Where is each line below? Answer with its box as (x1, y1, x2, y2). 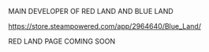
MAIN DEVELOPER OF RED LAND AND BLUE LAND (8, 7, 174, 16)
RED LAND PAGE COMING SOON (8, 36, 116, 46)
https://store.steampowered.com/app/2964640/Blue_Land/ (8, 22, 201, 30)
